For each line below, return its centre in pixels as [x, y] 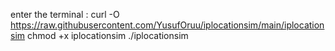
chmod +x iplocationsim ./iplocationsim [107, 35]
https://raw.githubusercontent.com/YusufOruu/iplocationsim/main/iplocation [167, 25]
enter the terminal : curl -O [65, 14]
